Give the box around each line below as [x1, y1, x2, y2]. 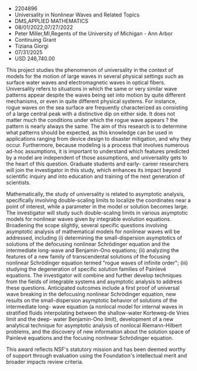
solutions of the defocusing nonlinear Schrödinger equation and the [6, 241, 170, 247]
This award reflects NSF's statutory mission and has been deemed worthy [6, 346, 186, 353]
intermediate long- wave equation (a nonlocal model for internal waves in [6, 303, 183, 310]
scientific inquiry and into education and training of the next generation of [6, 173, 185, 180]
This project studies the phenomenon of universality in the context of [6, 67, 173, 73]
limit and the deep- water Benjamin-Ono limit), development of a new [6, 316, 173, 323]
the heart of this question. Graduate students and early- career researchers [6, 160, 189, 167]
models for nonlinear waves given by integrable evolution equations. [6, 216, 172, 223]
